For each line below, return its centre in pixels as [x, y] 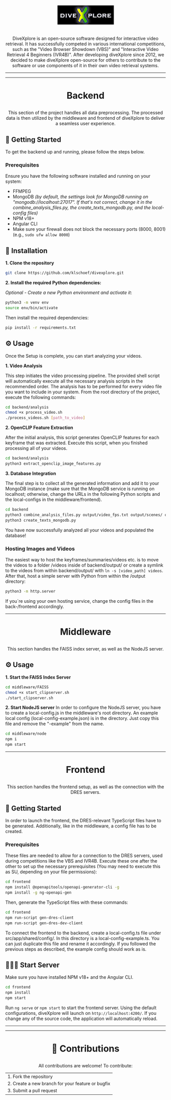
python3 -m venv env [27, 303]
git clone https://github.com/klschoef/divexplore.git [65, 273]
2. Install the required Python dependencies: [53, 283]
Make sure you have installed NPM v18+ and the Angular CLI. [69, 977]
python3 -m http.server [31, 591]
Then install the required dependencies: [47, 317]
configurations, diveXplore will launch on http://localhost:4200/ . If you [81, 1013]
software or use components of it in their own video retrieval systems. [85, 66]
